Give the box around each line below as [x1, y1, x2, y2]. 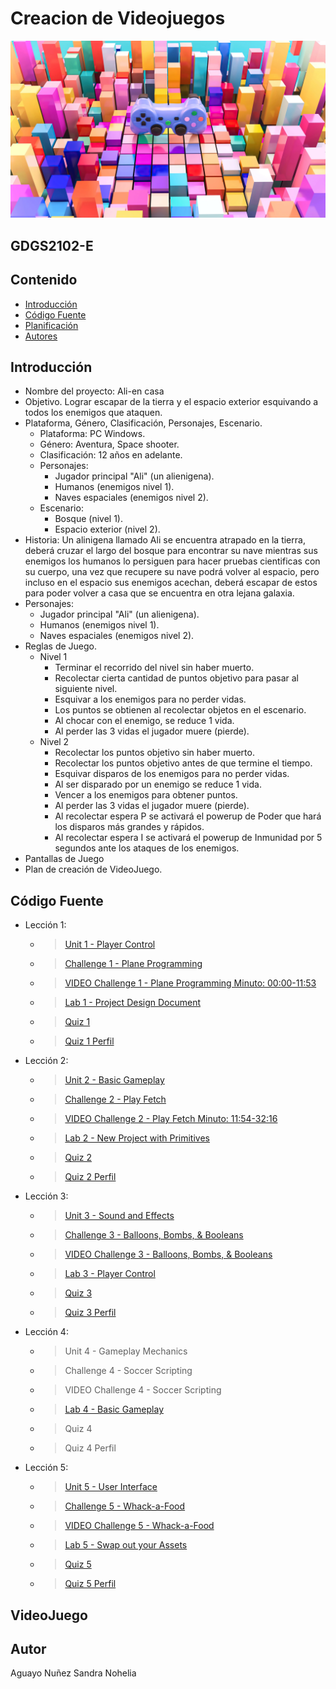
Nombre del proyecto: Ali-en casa [24, 385, 165, 397]
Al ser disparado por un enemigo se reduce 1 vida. [54, 778, 262, 791]
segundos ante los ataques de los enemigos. [54, 842, 240, 854]
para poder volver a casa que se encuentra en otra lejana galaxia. [24, 587, 295, 599]
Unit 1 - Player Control [64, 938, 156, 951]
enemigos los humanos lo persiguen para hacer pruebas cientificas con [24, 555, 321, 567]
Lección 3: [24, 1190, 69, 1202]
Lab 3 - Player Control [64, 1268, 156, 1280]
